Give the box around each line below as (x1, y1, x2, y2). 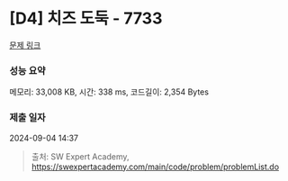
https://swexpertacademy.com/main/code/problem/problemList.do (31, 161, 280, 172)
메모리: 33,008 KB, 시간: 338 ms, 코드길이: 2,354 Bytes (9, 86, 210, 97)
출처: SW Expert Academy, (31, 150, 130, 162)
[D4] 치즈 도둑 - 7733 (9, 8, 163, 29)
